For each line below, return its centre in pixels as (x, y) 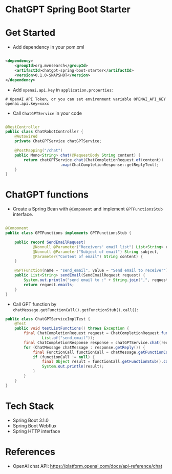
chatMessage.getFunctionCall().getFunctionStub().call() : (75, 309)
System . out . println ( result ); (73, 367)
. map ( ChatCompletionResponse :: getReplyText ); (110, 165)
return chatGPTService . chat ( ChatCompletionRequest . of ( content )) (94, 160)
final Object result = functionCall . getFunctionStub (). (103, 362)
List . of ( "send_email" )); (68, 338)
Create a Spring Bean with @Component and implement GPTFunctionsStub (88, 209)
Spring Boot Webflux (35, 425)
